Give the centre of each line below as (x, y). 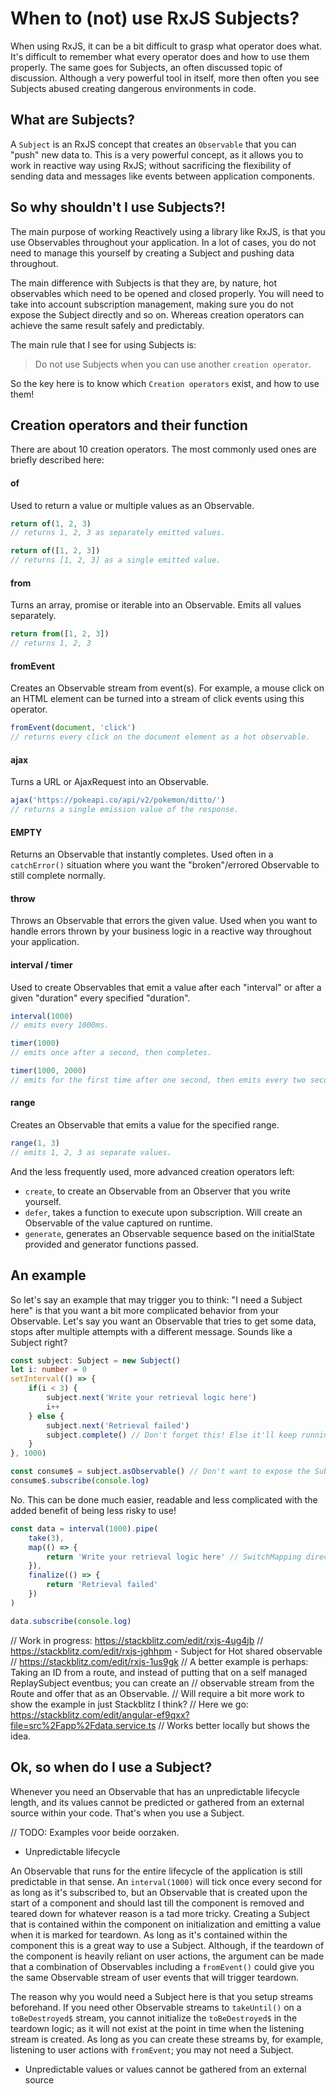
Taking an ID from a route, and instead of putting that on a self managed (159, 1672)
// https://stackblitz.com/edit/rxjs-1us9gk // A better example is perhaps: (159, 1661)
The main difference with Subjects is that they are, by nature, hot (144, 283)
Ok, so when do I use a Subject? (111, 1767)
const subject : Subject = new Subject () (96, 1360)
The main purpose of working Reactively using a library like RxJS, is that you (168, 231)
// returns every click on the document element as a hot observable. (160, 737)
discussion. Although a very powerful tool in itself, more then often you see (165, 78)
